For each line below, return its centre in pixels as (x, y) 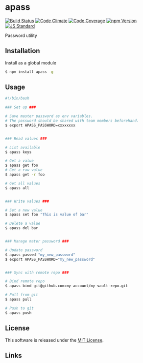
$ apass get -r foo (25, 175)
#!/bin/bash (17, 98)
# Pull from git (22, 295)
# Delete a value (23, 224)
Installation (23, 51)
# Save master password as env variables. (49, 116)
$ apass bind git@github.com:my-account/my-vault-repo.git (67, 286)
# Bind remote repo (25, 281)
